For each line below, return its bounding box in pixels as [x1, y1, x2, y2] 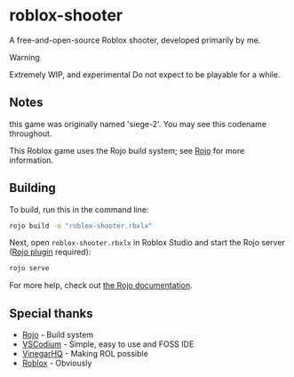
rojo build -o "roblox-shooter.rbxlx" [9, 221, 153, 230]
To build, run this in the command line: [9, 204, 149, 214]
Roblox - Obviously [21, 357, 92, 369]
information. [9, 155, 54, 165]
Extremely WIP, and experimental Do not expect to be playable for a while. [9, 68, 281, 80]
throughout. [9, 128, 52, 139]
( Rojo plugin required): [9, 246, 91, 258]
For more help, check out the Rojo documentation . [9, 280, 193, 291]
